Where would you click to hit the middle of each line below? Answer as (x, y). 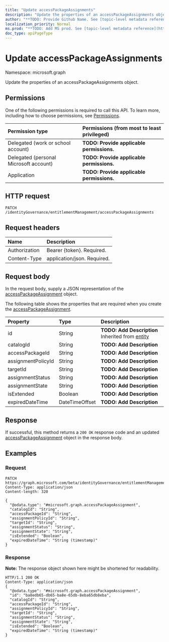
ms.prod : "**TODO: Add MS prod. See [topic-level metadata (68, 29)
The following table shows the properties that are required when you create (83, 304)
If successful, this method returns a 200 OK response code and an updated (82, 432)
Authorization (24, 251)
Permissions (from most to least (122, 128)
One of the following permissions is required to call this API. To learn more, (83, 110)
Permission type (28, 131)
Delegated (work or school (39, 143)
